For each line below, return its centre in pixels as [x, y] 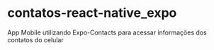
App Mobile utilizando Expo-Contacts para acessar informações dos [107, 32]
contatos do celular [35, 39]
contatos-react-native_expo [92, 13]
